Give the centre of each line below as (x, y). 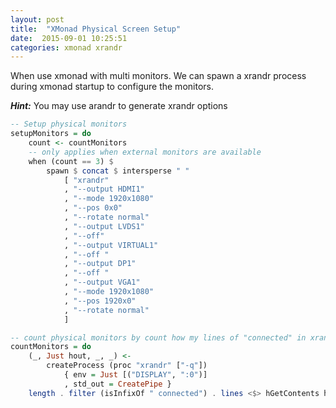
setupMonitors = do (51, 134)
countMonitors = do (51, 347)
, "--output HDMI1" (104, 189)
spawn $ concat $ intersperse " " (118, 171)
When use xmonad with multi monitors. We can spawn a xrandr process (158, 76)
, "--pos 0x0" (93, 208)
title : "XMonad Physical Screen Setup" (96, 29)
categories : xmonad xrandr (66, 47)
